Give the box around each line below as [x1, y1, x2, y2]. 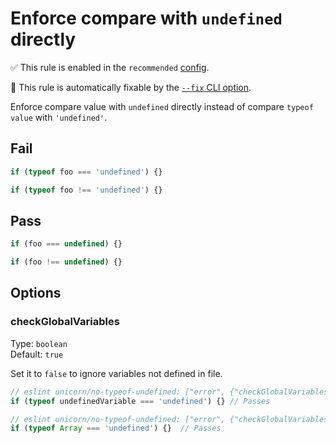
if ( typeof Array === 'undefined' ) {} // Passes [10, 423, 222, 434]
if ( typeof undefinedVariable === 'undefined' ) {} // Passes [10, 396, 271, 406]
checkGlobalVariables [10, 315, 120, 329]
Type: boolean [10, 337, 68, 349]
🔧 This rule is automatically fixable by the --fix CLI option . [10, 81, 252, 93]
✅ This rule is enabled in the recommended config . [10, 61, 210, 73]
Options [10, 285, 62, 302]
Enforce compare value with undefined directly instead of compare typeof [10, 100, 314, 112]
